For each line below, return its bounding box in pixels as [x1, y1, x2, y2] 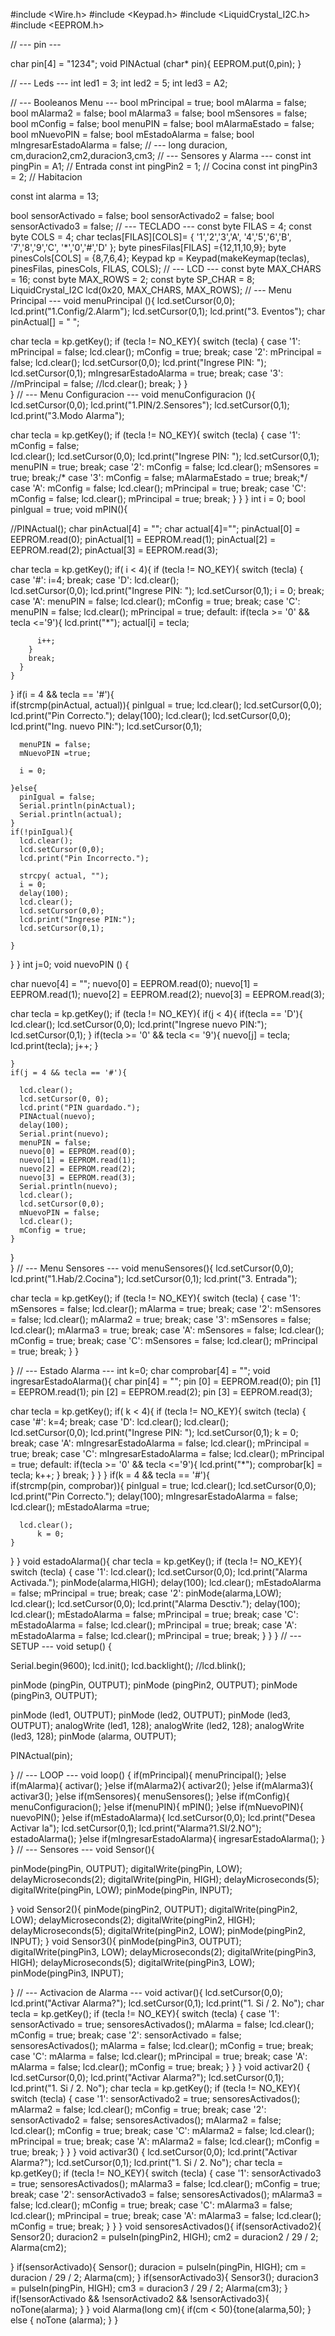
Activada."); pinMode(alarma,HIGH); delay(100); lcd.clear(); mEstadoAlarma [10, 1577, 322, 1588]
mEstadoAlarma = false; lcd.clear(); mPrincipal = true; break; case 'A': [10, 1619, 298, 1631]
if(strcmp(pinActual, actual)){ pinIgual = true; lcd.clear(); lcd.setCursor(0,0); [10, 699, 322, 711]
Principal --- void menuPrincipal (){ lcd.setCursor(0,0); [10, 295, 236, 306]
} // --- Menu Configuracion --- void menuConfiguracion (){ [10, 389, 256, 400]
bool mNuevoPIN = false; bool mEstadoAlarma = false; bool [10, 129, 255, 140]
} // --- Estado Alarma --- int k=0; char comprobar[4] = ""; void [10, 1365, 271, 1376]
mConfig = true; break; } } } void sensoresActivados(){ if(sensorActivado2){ [10, 2220, 322, 2232]
